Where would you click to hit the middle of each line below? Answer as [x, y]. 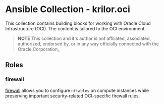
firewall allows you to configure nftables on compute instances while [77, 90]
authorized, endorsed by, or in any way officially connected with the [88, 43]
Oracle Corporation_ [39, 49]
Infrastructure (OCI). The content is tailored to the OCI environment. [76, 28]
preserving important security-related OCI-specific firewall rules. [73, 96]
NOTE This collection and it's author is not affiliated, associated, [84, 38]
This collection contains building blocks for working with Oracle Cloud [78, 23]
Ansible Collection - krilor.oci [68, 9]
